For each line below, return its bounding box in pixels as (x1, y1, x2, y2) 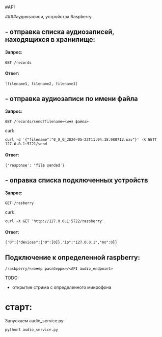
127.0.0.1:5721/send (5, 142, 48, 147)
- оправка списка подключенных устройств (5, 176, 148, 184)
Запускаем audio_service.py (5, 318, 64, 324)
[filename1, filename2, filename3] (5, 81, 78, 86)
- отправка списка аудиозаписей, (5, 28, 114, 36)
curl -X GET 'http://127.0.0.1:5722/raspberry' (5, 219, 105, 224)
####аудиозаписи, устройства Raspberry (5, 14, 92, 19)
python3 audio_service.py (5, 327, 58, 333)
